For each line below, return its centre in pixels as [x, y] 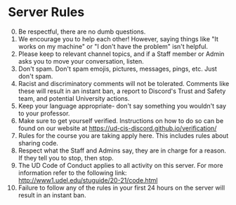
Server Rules [46, 12]
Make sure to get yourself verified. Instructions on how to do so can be [121, 120]
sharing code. [38, 143]
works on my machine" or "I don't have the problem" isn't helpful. [113, 46]
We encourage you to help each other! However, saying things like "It [118, 38]
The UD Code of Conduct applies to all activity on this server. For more [120, 165]
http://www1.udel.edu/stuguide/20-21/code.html [88, 180]
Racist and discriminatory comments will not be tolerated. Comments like [124, 83]
